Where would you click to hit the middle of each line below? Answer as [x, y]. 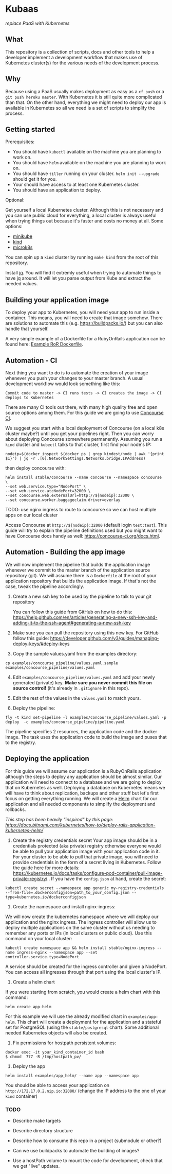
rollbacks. [16, 809]
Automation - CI [31, 360]
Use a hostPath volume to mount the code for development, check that [88, 1160]
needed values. [22, 284]
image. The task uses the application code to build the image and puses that [86, 737]
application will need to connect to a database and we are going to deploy [83, 782]
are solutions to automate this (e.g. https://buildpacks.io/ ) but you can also [84, 323]
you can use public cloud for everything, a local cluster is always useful [81, 215]
